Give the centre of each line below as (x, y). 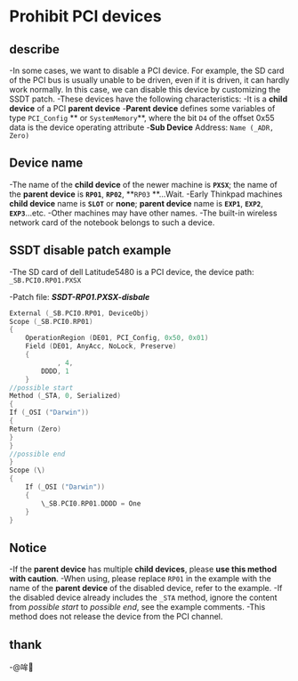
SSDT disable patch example (90, 251)
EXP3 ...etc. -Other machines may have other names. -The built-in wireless (143, 213)
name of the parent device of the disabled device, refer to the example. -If (146, 588)
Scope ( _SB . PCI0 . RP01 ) (51, 321)
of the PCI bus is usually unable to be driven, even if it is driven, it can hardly (149, 80)
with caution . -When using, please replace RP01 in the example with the (140, 579)
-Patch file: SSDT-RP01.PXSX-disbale (80, 296)
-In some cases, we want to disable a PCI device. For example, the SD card (147, 70)
